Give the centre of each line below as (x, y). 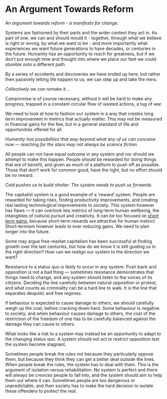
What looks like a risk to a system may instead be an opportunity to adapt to (83, 333)
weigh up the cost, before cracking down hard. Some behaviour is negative (82, 308)
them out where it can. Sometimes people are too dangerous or (70, 380)
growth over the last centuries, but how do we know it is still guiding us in (81, 246)
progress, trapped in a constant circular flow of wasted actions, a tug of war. (84, 104)
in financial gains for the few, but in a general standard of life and (72, 124)
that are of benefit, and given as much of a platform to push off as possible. (83, 164)
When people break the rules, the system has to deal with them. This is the (82, 364)
